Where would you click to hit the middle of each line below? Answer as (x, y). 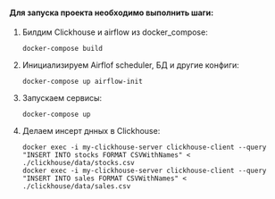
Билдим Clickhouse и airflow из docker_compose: (115, 32)
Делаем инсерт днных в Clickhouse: (91, 131)
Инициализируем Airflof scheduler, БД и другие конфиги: (130, 65)
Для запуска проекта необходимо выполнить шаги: (112, 12)
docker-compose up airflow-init (82, 82)
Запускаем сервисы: (62, 98)
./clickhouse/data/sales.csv (76, 187)
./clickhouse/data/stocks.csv (79, 163)
